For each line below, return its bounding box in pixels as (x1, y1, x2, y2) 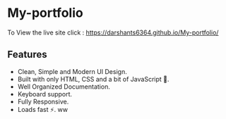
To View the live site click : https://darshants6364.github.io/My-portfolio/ (7, 28, 219, 37)
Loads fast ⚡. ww (17, 105, 69, 113)
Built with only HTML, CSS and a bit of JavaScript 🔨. (17, 75, 169, 83)
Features (7, 49, 47, 61)
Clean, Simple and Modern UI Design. (17, 67, 127, 75)
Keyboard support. (17, 89, 73, 98)
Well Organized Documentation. (17, 82, 111, 91)
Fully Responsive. (17, 97, 69, 106)
